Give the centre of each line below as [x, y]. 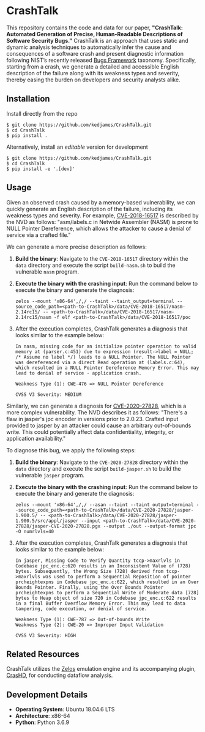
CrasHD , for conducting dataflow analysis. [60, 675]
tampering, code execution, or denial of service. [81, 609]
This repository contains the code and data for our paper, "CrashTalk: [95, 28]
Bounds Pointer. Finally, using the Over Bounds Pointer [89, 587]
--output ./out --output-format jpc [150, 526]
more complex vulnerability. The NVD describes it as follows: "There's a [97, 412]
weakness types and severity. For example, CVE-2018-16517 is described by [102, 215]
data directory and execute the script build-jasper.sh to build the [98, 468]
